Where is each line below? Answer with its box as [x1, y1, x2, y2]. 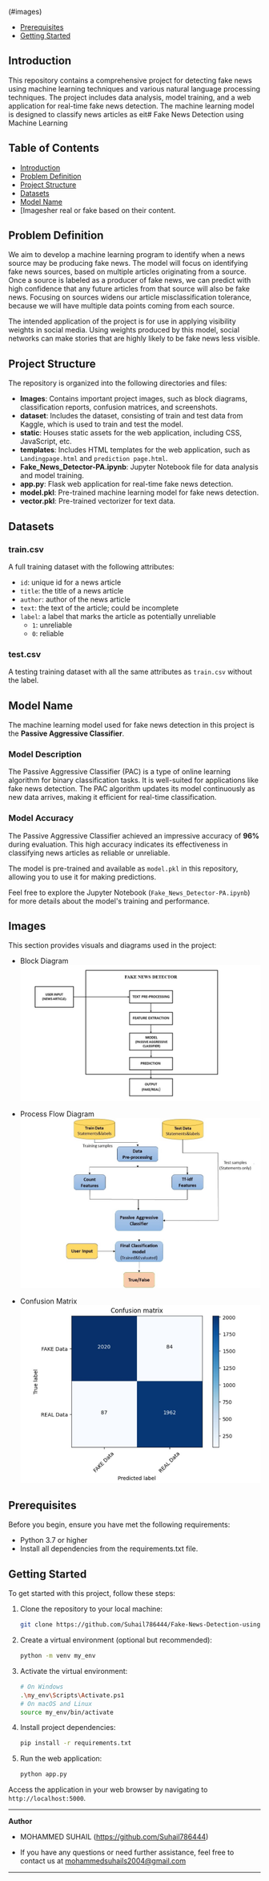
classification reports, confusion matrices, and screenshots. [19, 402, 218, 412]
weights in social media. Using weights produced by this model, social [8, 325, 240, 335]
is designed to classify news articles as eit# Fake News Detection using [8, 109, 244, 119]
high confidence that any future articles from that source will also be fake [8, 284, 251, 294]
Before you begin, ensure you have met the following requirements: [8, 1520, 231, 1529]
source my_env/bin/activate [19, 1708, 114, 1716]
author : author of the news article [19, 594, 130, 604]
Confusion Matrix [19, 1296, 78, 1306]
